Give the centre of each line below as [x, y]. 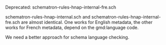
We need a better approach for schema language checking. [67, 37]
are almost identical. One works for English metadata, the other [87, 22]
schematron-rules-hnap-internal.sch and [48, 17]
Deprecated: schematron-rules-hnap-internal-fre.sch [61, 7]
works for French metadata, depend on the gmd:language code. [72, 27]
